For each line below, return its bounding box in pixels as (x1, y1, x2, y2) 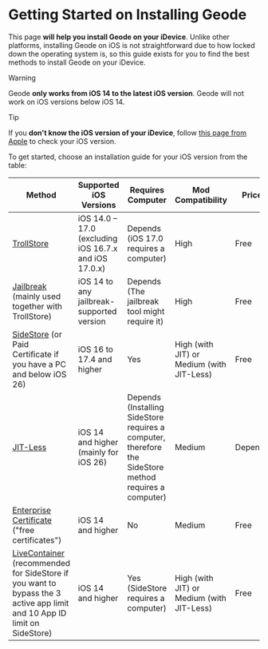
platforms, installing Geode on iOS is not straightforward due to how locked (8, 40, 255, 50)
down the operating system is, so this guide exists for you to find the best (8, 49, 250, 58)
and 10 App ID (12, 607, 67, 619)
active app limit (12, 597, 69, 608)
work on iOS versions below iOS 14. (8, 97, 125, 106)
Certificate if (12, 348, 59, 360)
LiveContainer (12, 547, 65, 559)
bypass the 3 (12, 587, 61, 599)
